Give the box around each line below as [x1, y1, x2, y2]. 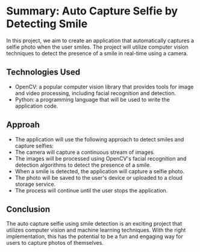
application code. [14, 102, 58, 109]
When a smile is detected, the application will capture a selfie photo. [14, 167, 185, 175]
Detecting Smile [6, 17, 88, 31]
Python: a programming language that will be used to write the [14, 96, 170, 103]
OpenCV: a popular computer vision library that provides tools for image [14, 83, 194, 90]
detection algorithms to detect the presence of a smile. [14, 161, 152, 168]
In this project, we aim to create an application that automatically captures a [6, 37, 195, 44]
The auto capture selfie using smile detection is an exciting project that [6, 220, 183, 227]
